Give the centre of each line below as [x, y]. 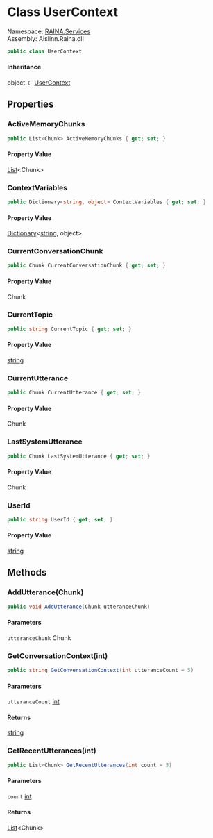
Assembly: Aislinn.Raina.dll [46, 38]
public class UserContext [44, 51]
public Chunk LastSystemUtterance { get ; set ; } [79, 456]
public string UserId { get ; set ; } [60, 519]
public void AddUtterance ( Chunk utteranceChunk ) [79, 607]
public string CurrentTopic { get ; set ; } [69, 329]
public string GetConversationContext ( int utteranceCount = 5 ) [101, 671]
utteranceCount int [34, 701]
